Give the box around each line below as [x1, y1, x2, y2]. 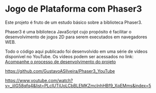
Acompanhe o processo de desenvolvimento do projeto [5, 59, 116, 64]
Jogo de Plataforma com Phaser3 [5, 3, 142, 15]
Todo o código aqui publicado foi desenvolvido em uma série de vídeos [5, 48, 148, 54]
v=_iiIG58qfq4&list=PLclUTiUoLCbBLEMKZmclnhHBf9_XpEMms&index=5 [5, 82, 152, 88]
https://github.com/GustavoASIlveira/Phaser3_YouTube [5, 68, 115, 74]
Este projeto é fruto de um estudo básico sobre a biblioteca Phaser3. [5, 19, 142, 25]
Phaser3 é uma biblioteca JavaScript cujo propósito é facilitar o [5, 29, 132, 34]
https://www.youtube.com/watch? [5, 77, 73, 83]
